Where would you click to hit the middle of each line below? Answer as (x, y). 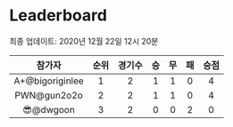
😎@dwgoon (49, 109)
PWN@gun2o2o (49, 95)
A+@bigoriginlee (49, 81)
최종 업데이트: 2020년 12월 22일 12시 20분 (84, 41)
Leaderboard (58, 16)
